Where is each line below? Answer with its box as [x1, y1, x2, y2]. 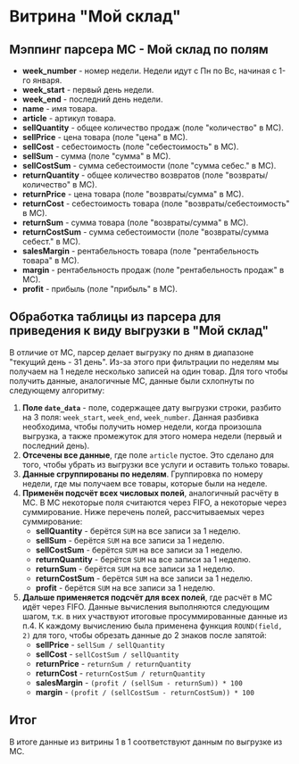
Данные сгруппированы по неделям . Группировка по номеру [21, 469, 263, 479]
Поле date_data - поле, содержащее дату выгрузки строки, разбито [21, 402, 282, 412]
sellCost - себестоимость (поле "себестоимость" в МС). [21, 141, 239, 152]
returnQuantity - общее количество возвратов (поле [21, 170, 224, 180]
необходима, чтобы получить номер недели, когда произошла [21, 421, 262, 432]
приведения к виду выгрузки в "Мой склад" [9, 323, 270, 338]
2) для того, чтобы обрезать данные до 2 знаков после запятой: [21, 629, 267, 640]
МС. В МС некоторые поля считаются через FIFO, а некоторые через [21, 497, 287, 508]
